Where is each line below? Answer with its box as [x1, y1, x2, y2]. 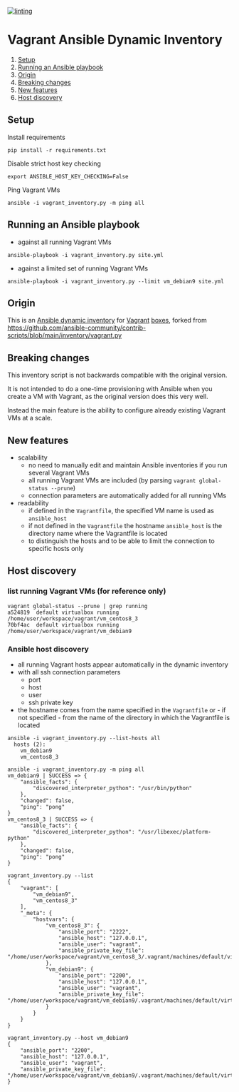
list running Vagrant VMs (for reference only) [7, 586, 166, 596]
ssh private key [28, 698, 73, 707]
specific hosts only [28, 545, 84, 552]
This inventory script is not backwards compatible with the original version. [7, 371, 228, 380]
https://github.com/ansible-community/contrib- [7, 323, 147, 332]
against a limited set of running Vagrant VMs [17, 264, 148, 273]
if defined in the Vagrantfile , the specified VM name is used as [28, 507, 215, 515]
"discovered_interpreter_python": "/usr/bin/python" [33, 784, 193, 792]
